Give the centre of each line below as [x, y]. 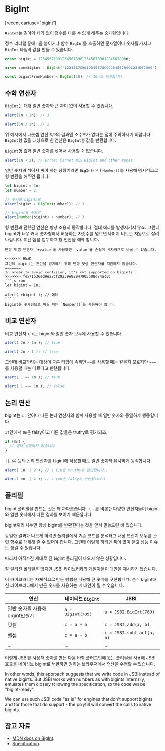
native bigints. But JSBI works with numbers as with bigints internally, [75, 679]
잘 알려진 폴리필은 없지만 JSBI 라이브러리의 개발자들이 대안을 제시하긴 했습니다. [81, 569]
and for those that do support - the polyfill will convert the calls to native [78, 704]
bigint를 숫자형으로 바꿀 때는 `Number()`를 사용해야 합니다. [61, 305]
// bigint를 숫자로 [23, 213]
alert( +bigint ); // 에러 [32, 295]
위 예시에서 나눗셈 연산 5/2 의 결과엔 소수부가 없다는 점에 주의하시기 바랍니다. [79, 135]
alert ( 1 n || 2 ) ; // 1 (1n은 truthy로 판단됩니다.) [56, 470]
